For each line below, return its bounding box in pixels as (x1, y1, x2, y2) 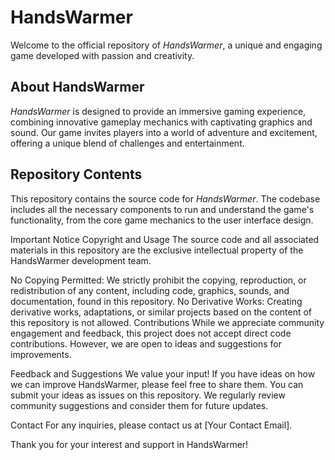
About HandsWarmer (10, 79, 145, 96)
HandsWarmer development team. (10, 254, 152, 266)
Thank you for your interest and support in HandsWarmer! (10, 438, 249, 450)
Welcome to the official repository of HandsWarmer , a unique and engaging (10, 39, 323, 51)
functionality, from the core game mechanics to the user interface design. (10, 214, 314, 226)
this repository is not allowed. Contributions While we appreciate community (10, 316, 325, 328)
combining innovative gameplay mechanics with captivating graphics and (10, 116, 313, 128)
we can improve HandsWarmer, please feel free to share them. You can (10, 378, 304, 390)
